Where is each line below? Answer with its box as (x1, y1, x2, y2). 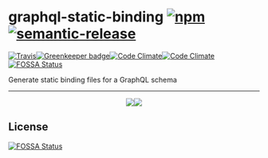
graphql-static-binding (8, 8, 164, 26)
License (8, 120, 49, 134)
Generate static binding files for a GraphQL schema (8, 75, 178, 84)
